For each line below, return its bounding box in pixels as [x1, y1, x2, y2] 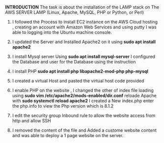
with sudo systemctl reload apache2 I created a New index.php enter [12, 98, 154, 104]
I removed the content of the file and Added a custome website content [12, 127, 157, 133]
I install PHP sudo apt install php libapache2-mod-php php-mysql [12, 68, 149, 74]
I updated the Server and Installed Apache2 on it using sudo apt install [12, 39, 156, 45]
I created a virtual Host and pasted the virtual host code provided [12, 78, 144, 84]
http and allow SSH [12, 118, 51, 123]
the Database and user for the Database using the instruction [12, 59, 136, 64]
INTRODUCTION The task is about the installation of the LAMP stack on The [5, 4, 160, 10]
